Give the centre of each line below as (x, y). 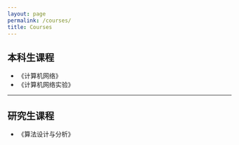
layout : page (27, 14)
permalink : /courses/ (39, 21)
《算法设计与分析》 (46, 134)
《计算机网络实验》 (46, 85)
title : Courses (30, 27)
